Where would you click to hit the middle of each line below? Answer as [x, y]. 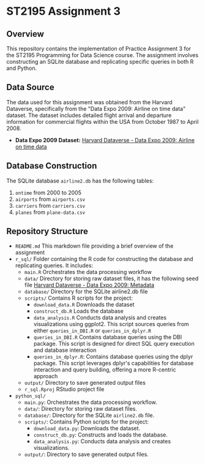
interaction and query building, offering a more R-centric [105, 370]
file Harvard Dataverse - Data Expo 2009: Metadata [89, 285]
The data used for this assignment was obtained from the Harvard [89, 102]
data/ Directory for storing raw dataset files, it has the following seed [111, 279]
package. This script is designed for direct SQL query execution [114, 344]
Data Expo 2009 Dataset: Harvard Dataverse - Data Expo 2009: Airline [105, 140]
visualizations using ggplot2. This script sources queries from [111, 324]
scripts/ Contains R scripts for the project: [79, 298]
